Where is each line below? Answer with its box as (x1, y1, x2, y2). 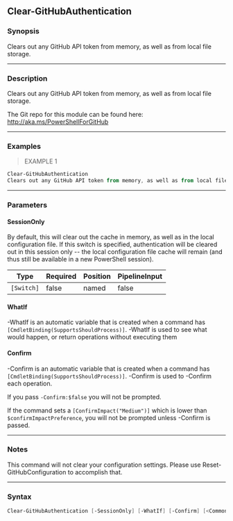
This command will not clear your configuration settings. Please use (7, 460, 201, 469)
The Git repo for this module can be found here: (7, 110, 144, 118)
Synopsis (7, 26, 40, 36)
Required (46, 271, 77, 281)
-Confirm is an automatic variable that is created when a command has (7, 364, 210, 373)
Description (7, 73, 48, 83)
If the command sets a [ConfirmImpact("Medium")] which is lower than (7, 406, 207, 415)
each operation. (7, 379, 53, 387)
